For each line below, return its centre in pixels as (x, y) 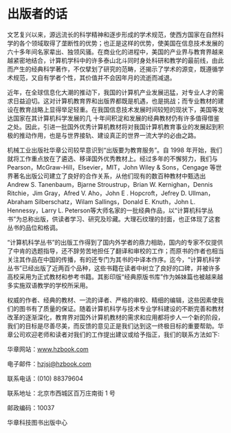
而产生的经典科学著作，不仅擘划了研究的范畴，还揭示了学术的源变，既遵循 (112, 69)
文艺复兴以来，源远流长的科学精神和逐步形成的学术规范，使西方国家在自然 (112, 34)
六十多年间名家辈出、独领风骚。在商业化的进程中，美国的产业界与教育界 (109, 52)
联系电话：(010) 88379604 (45, 378)
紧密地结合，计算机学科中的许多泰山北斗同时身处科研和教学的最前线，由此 (118, 60)
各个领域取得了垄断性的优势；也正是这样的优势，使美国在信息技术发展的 (121, 43)
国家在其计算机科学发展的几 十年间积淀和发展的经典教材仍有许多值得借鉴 (116, 118)
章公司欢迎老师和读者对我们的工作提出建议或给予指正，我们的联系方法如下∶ (113, 334)
